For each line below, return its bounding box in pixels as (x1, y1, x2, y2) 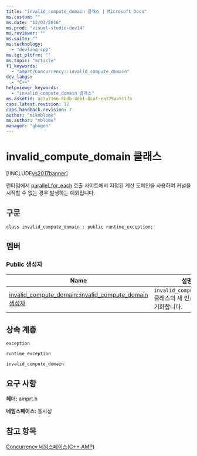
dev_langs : (6, 74, 33, 80)
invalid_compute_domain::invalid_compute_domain (9, 291, 148, 299)
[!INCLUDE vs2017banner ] (6, 169, 69, 176)
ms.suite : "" (6, 36, 38, 42)
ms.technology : (6, 42, 43, 47)
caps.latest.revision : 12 (6, 101, 69, 107)
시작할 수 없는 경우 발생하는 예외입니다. (6, 189, 96, 196)
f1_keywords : (6, 63, 38, 69)
